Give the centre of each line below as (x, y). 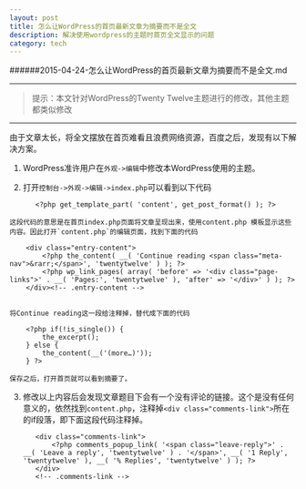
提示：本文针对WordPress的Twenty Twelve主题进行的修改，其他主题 (160, 98)
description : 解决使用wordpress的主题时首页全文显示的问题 (112, 35)
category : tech (38, 43)
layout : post (34, 18)
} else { (42, 346)
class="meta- (258, 256)
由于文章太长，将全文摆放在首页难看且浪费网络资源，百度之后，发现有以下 (149, 138)
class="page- (254, 272)
